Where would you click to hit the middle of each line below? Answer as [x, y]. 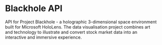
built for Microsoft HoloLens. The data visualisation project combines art [78, 27]
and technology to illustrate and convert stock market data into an [71, 32]
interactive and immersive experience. [43, 37]
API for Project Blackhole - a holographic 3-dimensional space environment [81, 22]
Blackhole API [34, 8]
